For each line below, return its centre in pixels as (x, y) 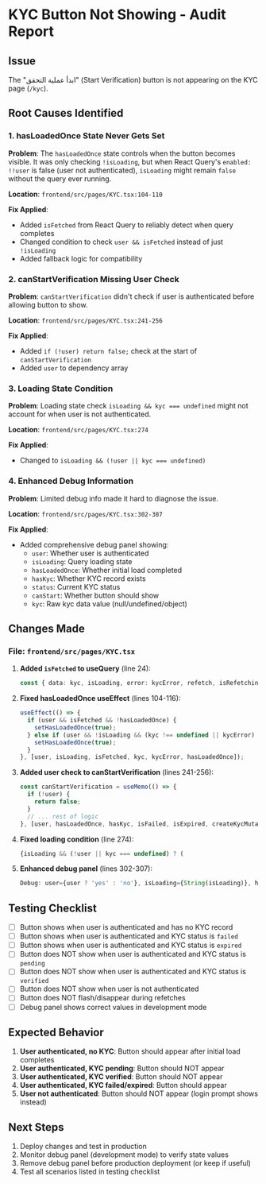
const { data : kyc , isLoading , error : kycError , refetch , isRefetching (141, 683)
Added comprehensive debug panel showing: (94, 544)
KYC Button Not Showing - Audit (117, 15)
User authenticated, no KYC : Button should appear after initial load (130, 1051)
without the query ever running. (60, 178)
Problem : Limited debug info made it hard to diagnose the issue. (114, 498)
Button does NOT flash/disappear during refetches (102, 998)
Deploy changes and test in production (83, 1147)
